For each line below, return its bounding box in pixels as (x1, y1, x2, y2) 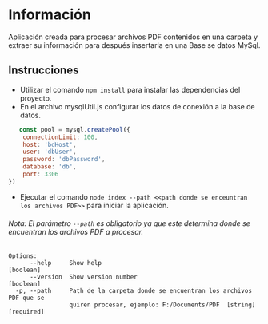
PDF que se (8, 294, 45, 302)
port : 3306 (22, 170, 59, 178)
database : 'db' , (22, 163, 78, 171)
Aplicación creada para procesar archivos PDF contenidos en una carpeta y (8, 32, 258, 41)
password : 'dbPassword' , (22, 156, 106, 164)
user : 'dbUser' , (22, 148, 78, 156)
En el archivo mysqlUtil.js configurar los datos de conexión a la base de (19, 101, 255, 111)
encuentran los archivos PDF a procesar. (8, 227, 144, 237)
